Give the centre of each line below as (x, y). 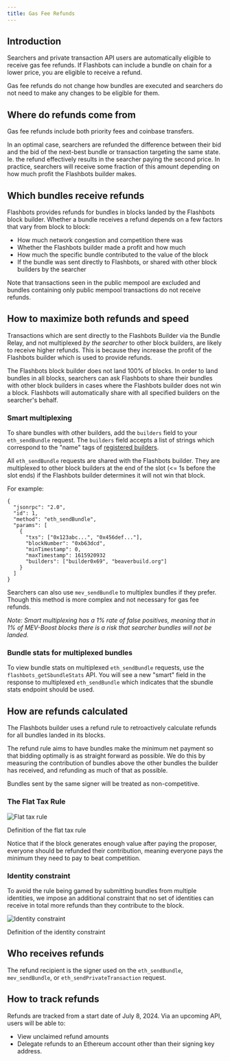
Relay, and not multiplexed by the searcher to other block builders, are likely (114, 343)
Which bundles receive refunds (76, 196)
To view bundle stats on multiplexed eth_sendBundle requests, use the (106, 667)
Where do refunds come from (71, 115)
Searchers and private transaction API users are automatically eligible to (109, 58)
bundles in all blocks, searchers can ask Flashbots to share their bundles (110, 378)
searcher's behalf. (33, 400)
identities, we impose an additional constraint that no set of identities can (111, 898)
